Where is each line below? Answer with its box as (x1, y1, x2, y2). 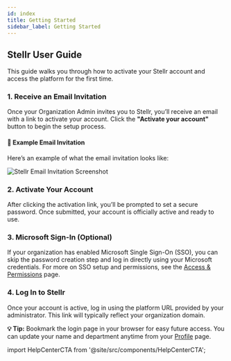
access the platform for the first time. (7, 74, 114, 83)
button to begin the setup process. (7, 122, 106, 131)
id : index (7, 10, 36, 17)
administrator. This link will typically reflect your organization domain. (7, 310, 206, 319)
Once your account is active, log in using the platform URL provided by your (7, 303, 224, 312)
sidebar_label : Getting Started (7, 23, 101, 30)
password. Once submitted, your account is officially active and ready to (7, 208, 214, 216)
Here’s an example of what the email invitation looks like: (7, 153, 169, 162)
